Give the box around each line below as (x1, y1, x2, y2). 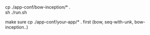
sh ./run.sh (5, 9, 27, 15)
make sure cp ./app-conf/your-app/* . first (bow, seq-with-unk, (5, 19, 134, 25)
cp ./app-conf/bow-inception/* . (5, 4, 71, 10)
